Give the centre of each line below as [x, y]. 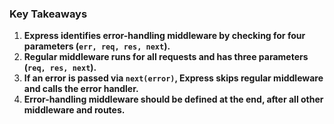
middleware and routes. [74, 110]
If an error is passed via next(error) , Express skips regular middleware [173, 78]
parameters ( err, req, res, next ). [97, 46]
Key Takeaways [48, 14]
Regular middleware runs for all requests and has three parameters [166, 57]
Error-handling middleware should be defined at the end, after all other [173, 99]
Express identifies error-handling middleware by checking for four [164, 36]
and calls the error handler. [81, 89]
